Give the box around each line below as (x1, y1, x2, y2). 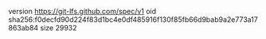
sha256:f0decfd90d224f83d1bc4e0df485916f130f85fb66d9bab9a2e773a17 (8, 15, 259, 24)
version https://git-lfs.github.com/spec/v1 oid (8, 7, 157, 16)
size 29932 (40, 23, 77, 32)
